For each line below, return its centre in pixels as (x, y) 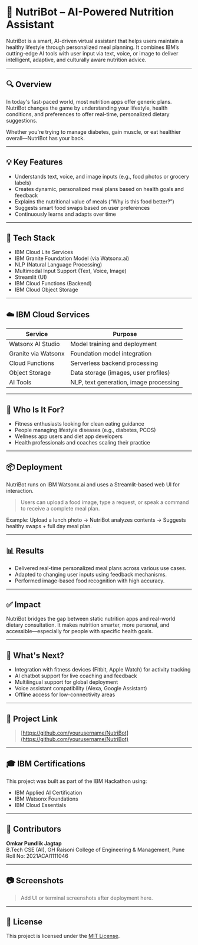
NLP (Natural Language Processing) (58, 265)
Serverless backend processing (114, 363)
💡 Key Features (34, 162)
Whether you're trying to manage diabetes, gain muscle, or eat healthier (93, 131)
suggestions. (22, 120)
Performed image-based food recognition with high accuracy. (90, 581)
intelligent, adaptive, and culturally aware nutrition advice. (76, 60)
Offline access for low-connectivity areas (65, 694)
